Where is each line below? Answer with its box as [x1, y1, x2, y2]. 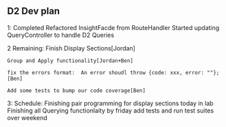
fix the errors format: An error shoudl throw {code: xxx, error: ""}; [7, 69, 220, 76]
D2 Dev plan [7, 5, 60, 17]
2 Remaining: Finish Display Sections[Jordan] [7, 44, 136, 52]
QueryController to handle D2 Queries [7, 31, 115, 39]
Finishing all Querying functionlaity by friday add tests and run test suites [7, 106, 214, 115]
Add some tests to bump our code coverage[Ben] [7, 87, 146, 94]
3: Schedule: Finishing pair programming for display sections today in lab [7, 99, 214, 107]
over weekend [7, 113, 47, 122]
